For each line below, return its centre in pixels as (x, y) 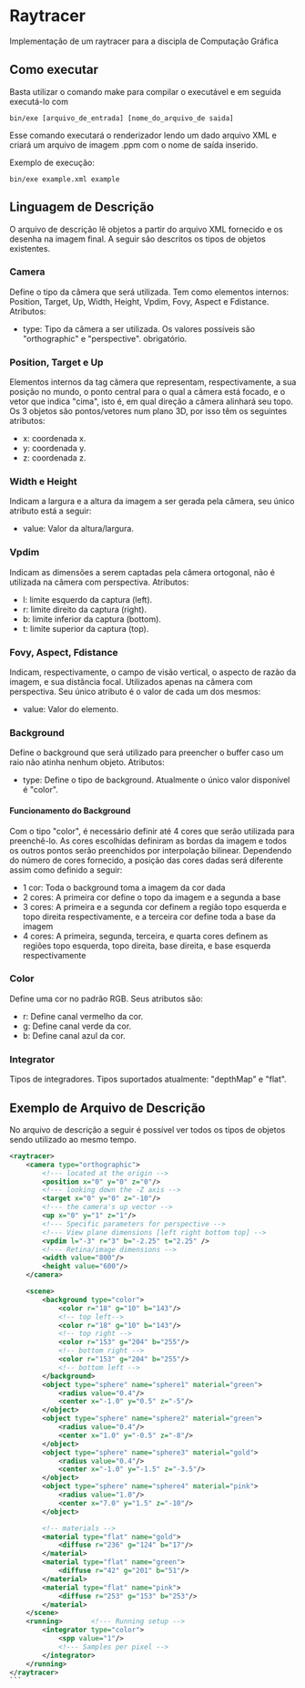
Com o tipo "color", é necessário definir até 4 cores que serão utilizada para (152, 831)
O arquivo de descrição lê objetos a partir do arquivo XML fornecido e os (147, 229)
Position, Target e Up (56, 362)
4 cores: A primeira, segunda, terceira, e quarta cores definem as (145, 936)
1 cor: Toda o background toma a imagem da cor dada (124, 887)
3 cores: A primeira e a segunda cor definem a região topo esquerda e (154, 906)
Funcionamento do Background (70, 810)
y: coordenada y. (54, 449)
